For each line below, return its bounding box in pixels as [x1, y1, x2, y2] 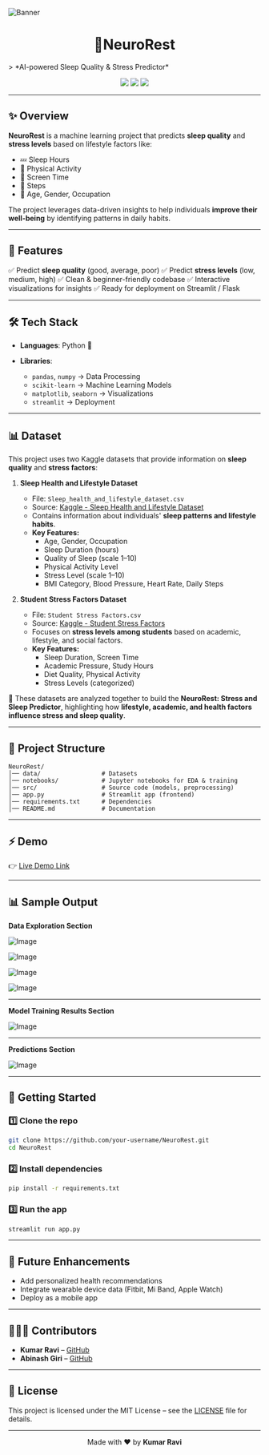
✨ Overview [8, 109, 70, 123]
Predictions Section [8, 1044, 75, 1054]
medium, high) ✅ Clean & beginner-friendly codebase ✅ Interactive [8, 274, 231, 284]
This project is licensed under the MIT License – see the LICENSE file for [8, 1405, 247, 1415]
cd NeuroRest [8, 1144, 52, 1152]
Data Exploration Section [8, 921, 93, 930]
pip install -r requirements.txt [8, 1184, 120, 1193]
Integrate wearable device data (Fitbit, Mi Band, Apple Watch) [19, 1284, 223, 1294]
